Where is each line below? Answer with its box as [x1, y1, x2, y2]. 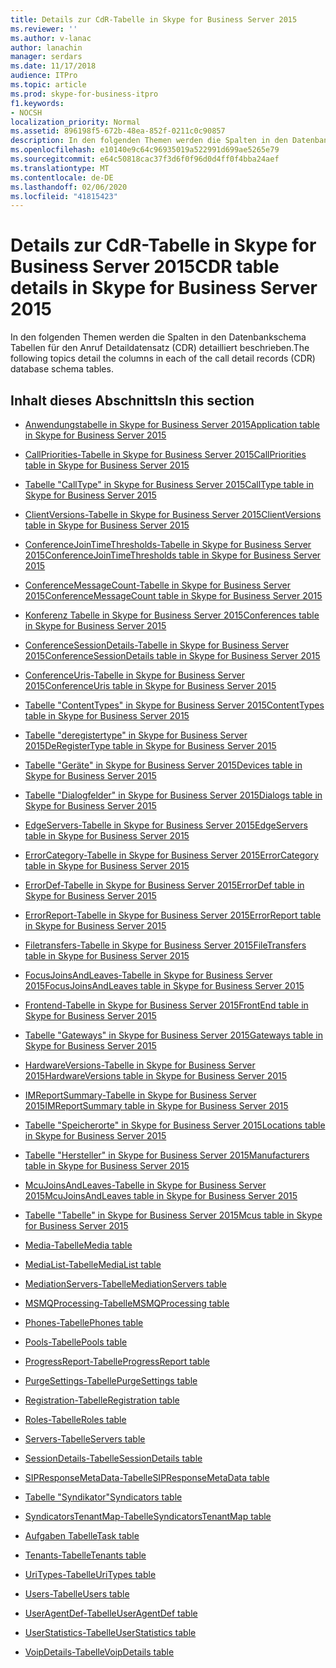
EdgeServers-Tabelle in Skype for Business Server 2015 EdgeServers [24, 819, 308, 831]
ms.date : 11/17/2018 [10, 61, 97, 71]
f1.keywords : [10, 98, 65, 108]
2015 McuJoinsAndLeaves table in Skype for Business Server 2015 [24, 1190, 298, 1201]
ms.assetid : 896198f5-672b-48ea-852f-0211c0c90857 [10, 126, 226, 136]
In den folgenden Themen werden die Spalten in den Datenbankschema [10, 331, 307, 343]
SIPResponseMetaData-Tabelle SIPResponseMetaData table [24, 1472, 270, 1483]
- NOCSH [10, 107, 43, 118]
